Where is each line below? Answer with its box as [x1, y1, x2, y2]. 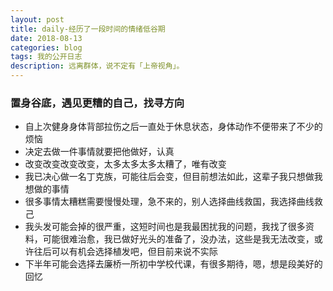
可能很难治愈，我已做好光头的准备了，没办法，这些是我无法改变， [42, 233, 315, 245]
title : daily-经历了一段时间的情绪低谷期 [10, 24, 166, 34]
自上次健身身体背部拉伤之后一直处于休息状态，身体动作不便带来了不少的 [24, 121, 323, 133]
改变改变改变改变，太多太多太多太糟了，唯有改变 [24, 158, 227, 170]
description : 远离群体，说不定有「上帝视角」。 [10, 61, 185, 71]
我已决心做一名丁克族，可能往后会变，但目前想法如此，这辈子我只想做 [24, 171, 315, 183]
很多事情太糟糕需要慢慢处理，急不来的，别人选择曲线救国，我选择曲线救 [24, 196, 323, 208]
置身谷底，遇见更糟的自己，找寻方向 [10, 96, 185, 110]
